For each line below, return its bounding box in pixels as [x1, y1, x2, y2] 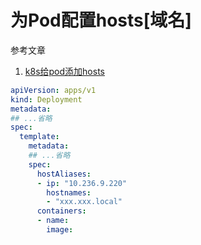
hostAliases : [36, 169, 92, 179]
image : [46, 225, 74, 235]
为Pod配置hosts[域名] [10, 9, 192, 32]
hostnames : [46, 187, 92, 198]
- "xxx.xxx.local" [46, 197, 123, 207]
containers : [36, 206, 87, 216]
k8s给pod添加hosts [24, 65, 105, 77]
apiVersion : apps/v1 [10, 85, 97, 95]
